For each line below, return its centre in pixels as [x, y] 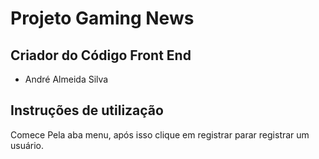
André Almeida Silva [66, 79]
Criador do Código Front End [101, 55]
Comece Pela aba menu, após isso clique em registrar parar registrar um [160, 134]
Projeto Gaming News [102, 18]
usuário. [27, 145]
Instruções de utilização [87, 110]
